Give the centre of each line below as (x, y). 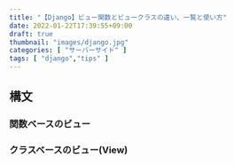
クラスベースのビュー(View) (69, 150)
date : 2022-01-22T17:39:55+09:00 (71, 26)
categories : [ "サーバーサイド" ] (68, 51)
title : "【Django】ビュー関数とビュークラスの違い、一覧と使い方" (118, 17)
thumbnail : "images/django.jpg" (69, 42)
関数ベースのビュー (50, 124)
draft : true (31, 34)
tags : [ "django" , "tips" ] (59, 59)
